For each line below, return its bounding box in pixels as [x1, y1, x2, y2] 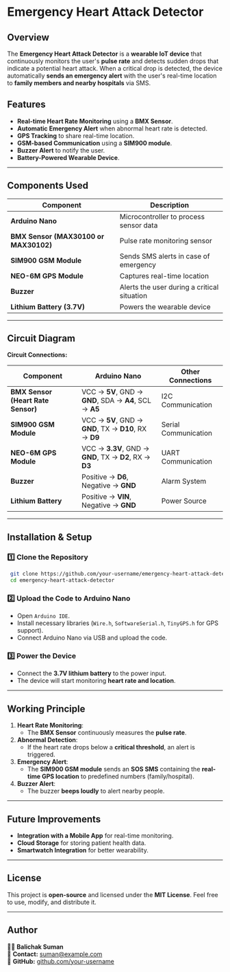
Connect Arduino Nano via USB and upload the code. [16, 633, 168, 642]
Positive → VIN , [81, 492, 132, 501]
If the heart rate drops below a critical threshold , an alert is [27, 743, 195, 751]
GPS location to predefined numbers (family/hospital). [41, 772, 195, 780]
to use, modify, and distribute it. [7, 898, 97, 906]
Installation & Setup [7, 531, 92, 543]
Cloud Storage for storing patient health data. [16, 839, 146, 847]
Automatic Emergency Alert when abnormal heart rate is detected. [16, 124, 207, 133]
